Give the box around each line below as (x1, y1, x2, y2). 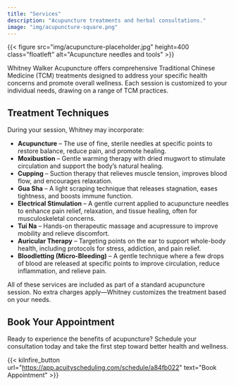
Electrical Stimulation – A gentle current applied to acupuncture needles (17, 199, 229, 208)
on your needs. (7, 296, 51, 304)
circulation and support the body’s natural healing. (17, 162, 164, 170)
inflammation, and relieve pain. (17, 267, 107, 275)
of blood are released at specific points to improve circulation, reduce (17, 259, 220, 268)
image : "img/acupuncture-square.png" (7, 23, 118, 30)
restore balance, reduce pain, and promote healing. (17, 147, 167, 155)
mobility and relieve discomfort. (17, 229, 110, 238)
